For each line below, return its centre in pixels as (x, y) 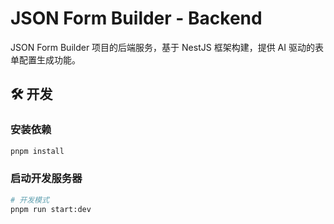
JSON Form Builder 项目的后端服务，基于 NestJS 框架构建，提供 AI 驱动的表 (167, 47)
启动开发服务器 (46, 179)
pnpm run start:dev (51, 209)
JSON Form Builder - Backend (136, 18)
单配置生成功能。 (45, 59)
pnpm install (37, 151)
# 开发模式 (30, 200)
